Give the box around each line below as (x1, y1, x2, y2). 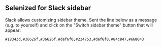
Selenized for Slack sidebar (5, 4, 91, 12)
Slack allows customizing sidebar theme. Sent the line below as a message (5, 17, 157, 23)
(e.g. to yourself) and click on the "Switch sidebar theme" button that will (5, 22, 153, 28)
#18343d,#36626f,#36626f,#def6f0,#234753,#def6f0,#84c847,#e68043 (5, 37, 144, 42)
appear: (5, 27, 21, 33)
